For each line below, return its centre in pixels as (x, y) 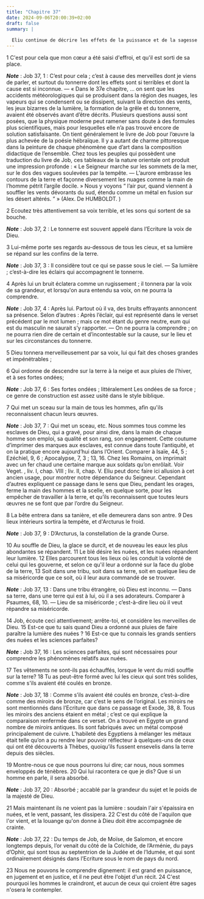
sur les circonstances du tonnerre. (49, 341)
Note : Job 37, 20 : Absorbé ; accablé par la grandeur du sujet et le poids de (102, 790)
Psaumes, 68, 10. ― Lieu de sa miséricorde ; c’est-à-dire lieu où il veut (94, 602)
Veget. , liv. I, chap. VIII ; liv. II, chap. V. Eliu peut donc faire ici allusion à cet (100, 471)
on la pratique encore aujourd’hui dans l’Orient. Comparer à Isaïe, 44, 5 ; (97, 452)
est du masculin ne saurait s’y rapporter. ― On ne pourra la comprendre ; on (102, 328)
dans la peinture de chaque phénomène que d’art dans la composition (94, 147)
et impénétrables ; (29, 359)
